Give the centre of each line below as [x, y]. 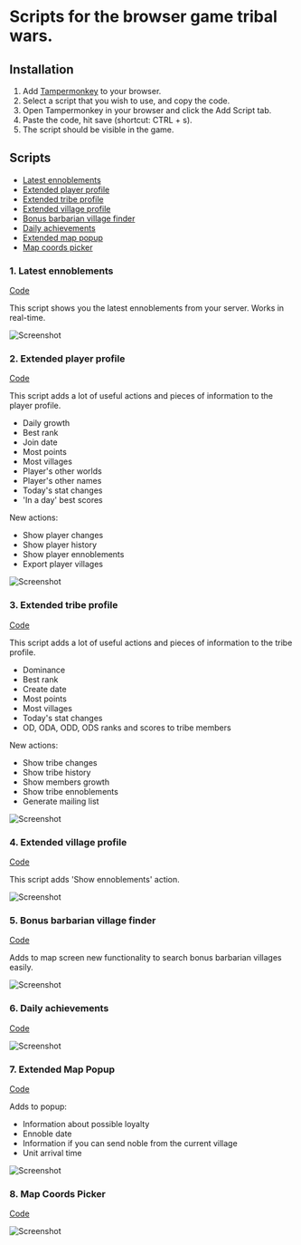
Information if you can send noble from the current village [130, 1143]
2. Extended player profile [67, 359]
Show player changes [63, 536]
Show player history [60, 545]
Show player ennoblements [73, 555]
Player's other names [62, 481]
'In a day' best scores [63, 500]
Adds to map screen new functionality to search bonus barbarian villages [146, 958]
